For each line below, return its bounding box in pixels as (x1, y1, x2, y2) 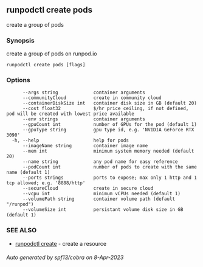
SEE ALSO (6, 226, 37, 235)
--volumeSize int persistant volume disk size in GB (22, 207, 184, 213)
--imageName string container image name (22, 143, 148, 149)
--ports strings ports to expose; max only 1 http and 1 (22, 175, 198, 181)
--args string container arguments (22, 89, 146, 96)
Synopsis (6, 36, 35, 44)
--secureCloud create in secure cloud (22, 186, 154, 192)
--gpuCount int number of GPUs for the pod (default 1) (22, 122, 198, 128)
